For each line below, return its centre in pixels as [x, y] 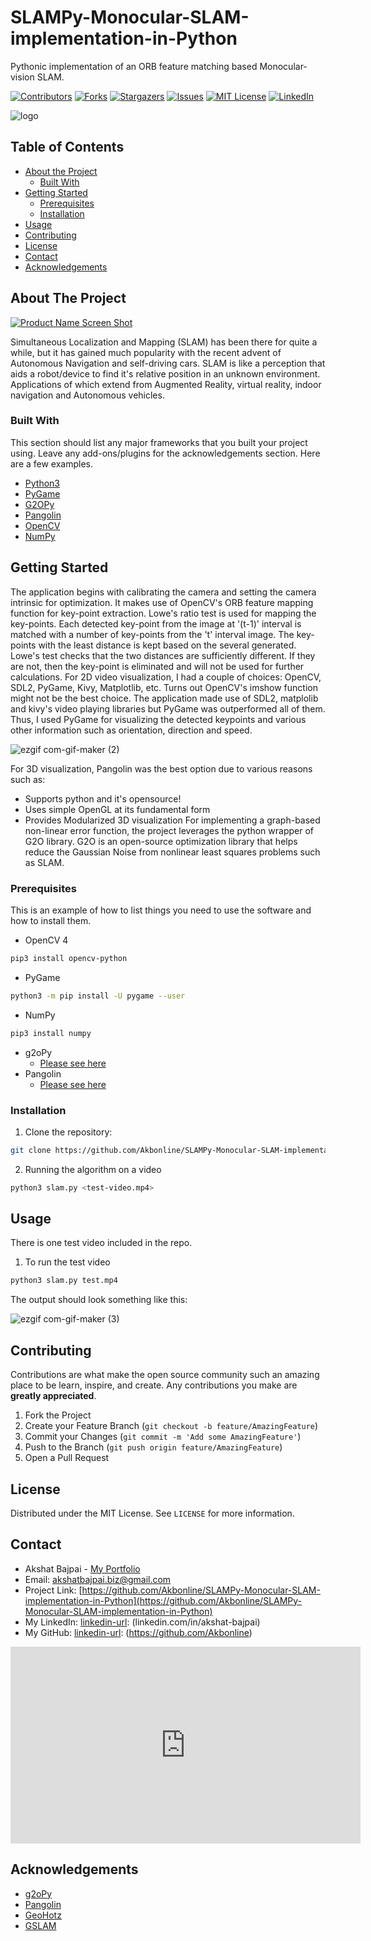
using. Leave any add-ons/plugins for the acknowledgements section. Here [165, 453]
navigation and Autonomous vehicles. [87, 395]
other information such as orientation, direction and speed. [131, 730]
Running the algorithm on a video [93, 1169]
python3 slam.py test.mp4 [64, 1281]
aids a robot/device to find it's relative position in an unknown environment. [165, 373]
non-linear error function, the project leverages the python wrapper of [169, 830]
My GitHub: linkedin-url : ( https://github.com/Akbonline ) [138, 1632]
